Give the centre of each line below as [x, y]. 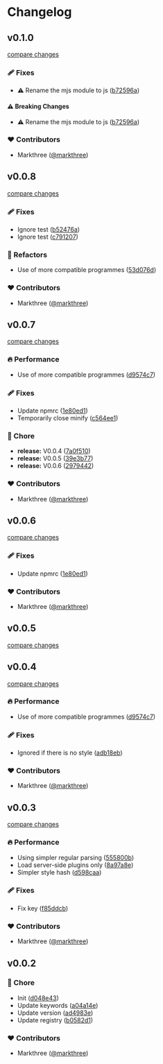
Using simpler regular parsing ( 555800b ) [75, 857]
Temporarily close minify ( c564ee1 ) [68, 418]
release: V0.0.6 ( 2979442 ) [55, 466]
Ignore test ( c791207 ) [48, 237]
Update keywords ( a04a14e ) [58, 1005]
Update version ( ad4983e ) [55, 1013]
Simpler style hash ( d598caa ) [59, 872]
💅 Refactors [27, 255]
